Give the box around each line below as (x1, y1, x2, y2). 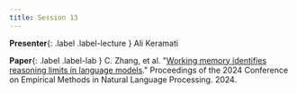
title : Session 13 (9, 13, 78, 22)
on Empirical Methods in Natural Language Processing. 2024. (9, 73, 237, 85)
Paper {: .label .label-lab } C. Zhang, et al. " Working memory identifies (9, 55, 267, 65)
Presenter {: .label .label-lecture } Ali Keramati (9, 38, 178, 48)
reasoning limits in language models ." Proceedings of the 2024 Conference (9, 64, 289, 75)
